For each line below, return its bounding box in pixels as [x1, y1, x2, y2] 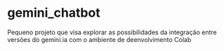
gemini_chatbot [7, 5, 100, 21]
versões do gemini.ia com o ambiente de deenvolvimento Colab [7, 35, 192, 43]
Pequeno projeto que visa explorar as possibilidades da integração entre [7, 28, 218, 36]
